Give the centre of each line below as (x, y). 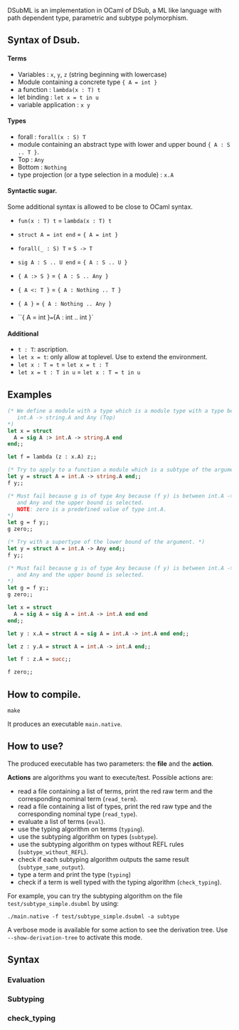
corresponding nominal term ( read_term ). (78, 798)
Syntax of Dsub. (44, 40)
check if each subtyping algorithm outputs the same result (103, 859)
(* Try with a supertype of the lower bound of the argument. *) (106, 542)
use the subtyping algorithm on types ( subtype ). (88, 836)
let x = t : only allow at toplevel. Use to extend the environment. (112, 357)
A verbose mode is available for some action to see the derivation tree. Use (118, 929)
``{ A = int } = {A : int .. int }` (55, 317)
